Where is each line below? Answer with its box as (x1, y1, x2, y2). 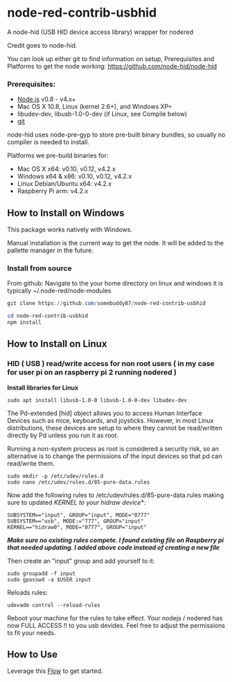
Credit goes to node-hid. (7, 41, 78, 49)
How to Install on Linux (7, 338, 107, 350)
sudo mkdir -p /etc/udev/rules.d (7, 473, 104, 480)
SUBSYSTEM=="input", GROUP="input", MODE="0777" (7, 511, 150, 518)
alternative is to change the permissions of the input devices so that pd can (7, 452, 222, 460)
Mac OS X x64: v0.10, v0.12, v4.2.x (17, 165, 116, 173)
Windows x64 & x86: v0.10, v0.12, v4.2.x (17, 172, 132, 181)
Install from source (7, 263, 72, 273)
